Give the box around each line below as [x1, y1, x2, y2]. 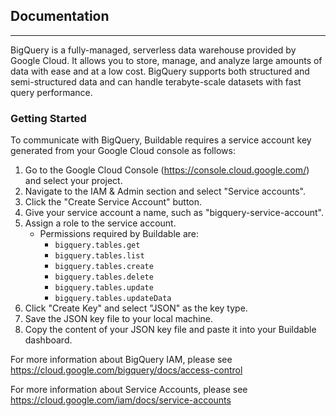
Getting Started [10, 111, 87, 125]
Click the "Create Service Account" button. [24, 196, 203, 208]
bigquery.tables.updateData [54, 294, 172, 304]
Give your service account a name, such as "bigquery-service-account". [24, 207, 324, 219]
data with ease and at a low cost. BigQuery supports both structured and [10, 65, 310, 77]
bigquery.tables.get [54, 240, 141, 251]
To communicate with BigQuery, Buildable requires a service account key [10, 134, 312, 146]
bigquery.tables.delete [54, 272, 154, 283]
